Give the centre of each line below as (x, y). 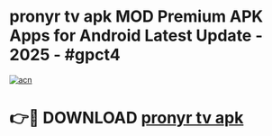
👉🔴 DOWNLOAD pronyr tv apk (127, 118)
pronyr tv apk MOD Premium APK (136, 17)
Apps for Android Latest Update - (136, 36)
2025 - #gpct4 (65, 55)
